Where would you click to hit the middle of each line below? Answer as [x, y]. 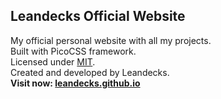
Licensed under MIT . [53, 61]
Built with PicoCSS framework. [73, 51]
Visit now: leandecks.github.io [75, 83]
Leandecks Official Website [98, 16]
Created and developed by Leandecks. [90, 72]
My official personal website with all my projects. [111, 40]
